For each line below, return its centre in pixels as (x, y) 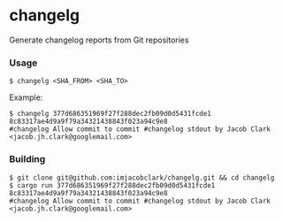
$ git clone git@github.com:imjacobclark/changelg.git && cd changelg (142, 178)
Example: (26, 97)
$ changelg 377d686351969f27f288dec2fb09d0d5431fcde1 (111, 114)
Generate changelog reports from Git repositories (99, 40)
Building (27, 159)
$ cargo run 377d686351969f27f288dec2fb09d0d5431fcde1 (112, 185)
